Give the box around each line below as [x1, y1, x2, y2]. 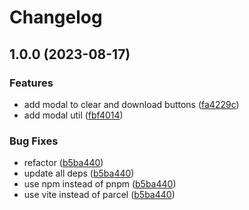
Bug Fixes [9, 134, 59, 148]
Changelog [9, 6, 103, 29]
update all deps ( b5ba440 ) [23, 167, 135, 180]
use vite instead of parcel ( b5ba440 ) [23, 189, 176, 201]
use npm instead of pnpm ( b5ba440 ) [23, 178, 177, 190]
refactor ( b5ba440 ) [23, 157, 104, 169]
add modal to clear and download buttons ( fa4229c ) [23, 98, 240, 110]
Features [9, 76, 54, 90]
